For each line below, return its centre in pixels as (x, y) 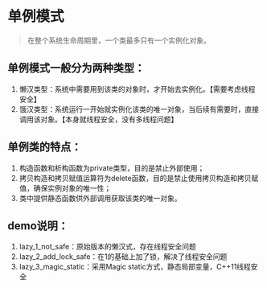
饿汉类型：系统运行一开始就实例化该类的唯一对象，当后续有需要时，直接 (139, 109)
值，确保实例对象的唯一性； (65, 188)
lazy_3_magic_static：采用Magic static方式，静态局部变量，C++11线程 (135, 267)
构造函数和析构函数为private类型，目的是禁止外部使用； (112, 168)
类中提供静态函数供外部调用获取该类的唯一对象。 (100, 198)
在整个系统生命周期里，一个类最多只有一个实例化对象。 (119, 40)
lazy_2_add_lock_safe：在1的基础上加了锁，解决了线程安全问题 (123, 257)
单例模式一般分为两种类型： (76, 68)
